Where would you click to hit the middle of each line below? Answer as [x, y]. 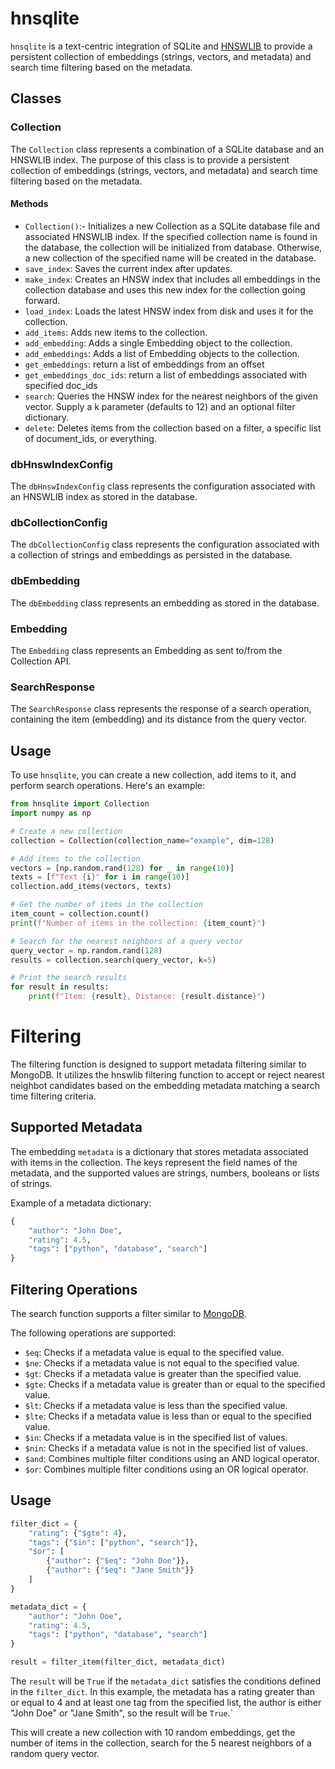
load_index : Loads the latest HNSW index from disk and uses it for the [169, 311]
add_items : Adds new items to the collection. [116, 332]
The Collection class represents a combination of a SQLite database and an [167, 149]
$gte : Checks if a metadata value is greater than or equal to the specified [175, 1384]
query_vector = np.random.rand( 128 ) [86, 950]
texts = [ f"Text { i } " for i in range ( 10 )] [100, 877]
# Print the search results [69, 978]
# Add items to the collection [75, 858]
